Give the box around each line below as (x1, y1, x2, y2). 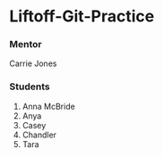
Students (9, 80, 51, 93)
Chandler (21, 129, 56, 140)
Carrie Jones (9, 58, 57, 69)
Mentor (9, 38, 42, 51)
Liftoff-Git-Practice (9, 6, 155, 27)
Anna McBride (21, 101, 76, 112)
